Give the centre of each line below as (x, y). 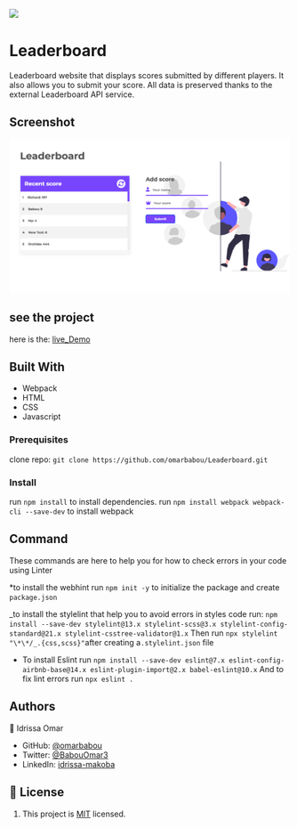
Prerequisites (39, 440)
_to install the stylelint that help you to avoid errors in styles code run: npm (144, 613)
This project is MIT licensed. (74, 814)
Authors (32, 706)
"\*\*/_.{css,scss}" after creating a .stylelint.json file (112, 642)
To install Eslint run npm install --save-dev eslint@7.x (123, 660)
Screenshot (42, 122)
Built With (37, 367)
